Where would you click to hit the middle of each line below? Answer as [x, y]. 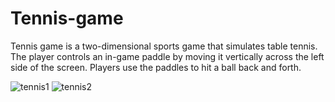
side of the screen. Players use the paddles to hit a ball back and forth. [156, 67]
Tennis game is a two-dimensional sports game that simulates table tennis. [164, 46]
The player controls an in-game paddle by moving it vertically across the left [167, 56]
